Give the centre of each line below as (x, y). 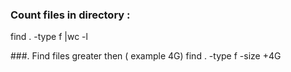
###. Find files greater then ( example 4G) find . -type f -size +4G (146, 56)
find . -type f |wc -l (49, 37)
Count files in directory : (70, 15)
